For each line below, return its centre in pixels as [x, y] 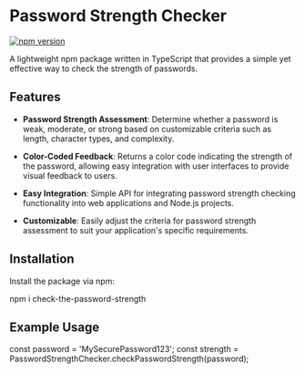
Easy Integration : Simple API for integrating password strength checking [159, 193]
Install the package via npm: [62, 281]
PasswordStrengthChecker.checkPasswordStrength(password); [129, 359]
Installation [42, 259]
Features [35, 97]
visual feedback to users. [70, 175]
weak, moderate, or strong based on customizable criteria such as [147, 129]
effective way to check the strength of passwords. [104, 68]
